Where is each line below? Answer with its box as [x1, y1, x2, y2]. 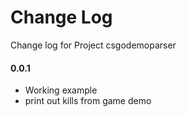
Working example [24, 84, 98, 96]
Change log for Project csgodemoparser [10, 39, 177, 51]
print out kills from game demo [24, 95, 152, 107]
